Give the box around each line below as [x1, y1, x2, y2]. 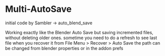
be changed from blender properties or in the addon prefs [5, 45, 123, 51]
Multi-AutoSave [5, 3, 72, 15]
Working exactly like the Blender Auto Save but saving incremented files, [5, 29, 154, 35]
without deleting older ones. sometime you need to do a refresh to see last [5, 35, 158, 41]
